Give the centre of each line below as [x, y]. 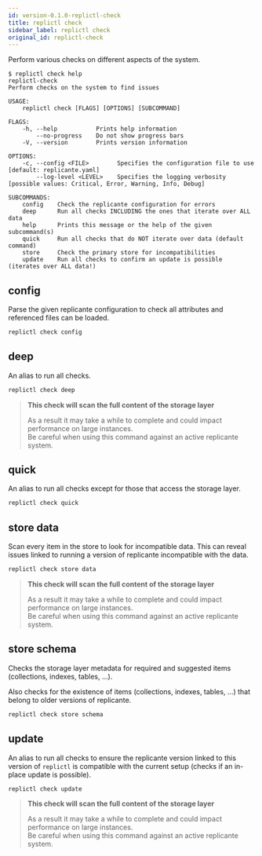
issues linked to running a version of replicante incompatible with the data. [128, 555]
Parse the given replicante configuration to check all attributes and [116, 309]
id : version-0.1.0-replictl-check [65, 15]
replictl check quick [44, 503]
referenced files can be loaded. [59, 318]
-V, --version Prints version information [105, 143]
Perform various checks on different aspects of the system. [104, 60]
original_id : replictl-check [56, 37]
